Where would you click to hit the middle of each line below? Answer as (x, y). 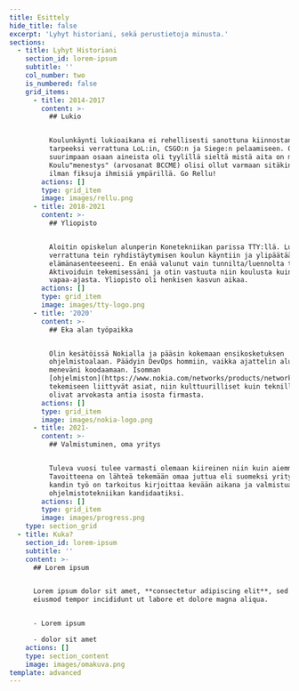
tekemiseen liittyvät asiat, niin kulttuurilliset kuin (154, 387)
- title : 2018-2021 (69, 207)
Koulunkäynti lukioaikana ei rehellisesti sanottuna (149, 141)
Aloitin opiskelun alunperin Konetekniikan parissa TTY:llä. (164, 247)
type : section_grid (61, 526)
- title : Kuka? (45, 534)
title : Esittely (39, 17)
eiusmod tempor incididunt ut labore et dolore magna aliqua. (150, 600)
